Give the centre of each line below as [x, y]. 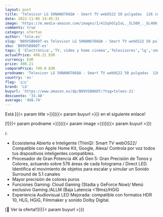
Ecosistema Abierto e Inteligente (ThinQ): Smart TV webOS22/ [74, 143]
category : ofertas [24, 32]
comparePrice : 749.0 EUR [30, 69]
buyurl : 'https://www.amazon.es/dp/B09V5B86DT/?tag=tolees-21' [70, 91]
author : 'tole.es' [24, 37]
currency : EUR [19, 59]
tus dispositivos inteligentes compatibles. [53, 154]
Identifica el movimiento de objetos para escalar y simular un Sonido [81, 169]
